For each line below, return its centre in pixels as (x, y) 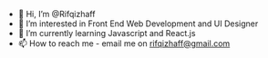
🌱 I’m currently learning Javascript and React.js (107, 33)
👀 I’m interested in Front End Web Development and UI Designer (138, 24)
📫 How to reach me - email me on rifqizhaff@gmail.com (124, 43)
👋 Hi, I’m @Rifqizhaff (57, 14)
